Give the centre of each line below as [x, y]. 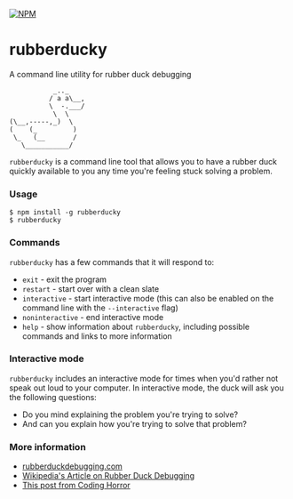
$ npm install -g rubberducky [65, 213]
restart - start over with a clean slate [91, 288]
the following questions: [53, 397]
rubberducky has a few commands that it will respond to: [112, 262]
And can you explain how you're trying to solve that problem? [134, 423]
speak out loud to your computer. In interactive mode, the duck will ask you [146, 388]
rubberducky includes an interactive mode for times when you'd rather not [144, 378]
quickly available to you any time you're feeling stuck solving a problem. [141, 171]
